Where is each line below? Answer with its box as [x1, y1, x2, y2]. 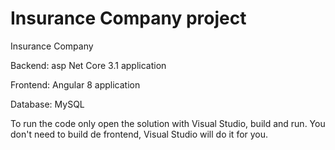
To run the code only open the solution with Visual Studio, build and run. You [10, 117, 326, 129]
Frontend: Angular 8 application [10, 78, 141, 91]
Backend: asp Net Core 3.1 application [10, 59, 167, 71]
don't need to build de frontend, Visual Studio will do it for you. [10, 128, 269, 140]
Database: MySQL [10, 98, 85, 110]
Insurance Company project [10, 7, 247, 30]
